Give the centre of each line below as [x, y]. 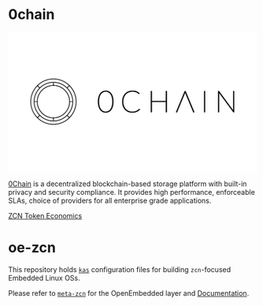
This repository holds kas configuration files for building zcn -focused [120, 269]
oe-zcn [32, 248]
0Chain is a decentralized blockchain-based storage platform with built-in [128, 184]
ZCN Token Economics [45, 215]
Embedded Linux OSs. [44, 278]
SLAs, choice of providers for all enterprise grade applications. [110, 200]
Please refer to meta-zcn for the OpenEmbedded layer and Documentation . [129, 293]
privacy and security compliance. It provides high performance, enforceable [132, 192]
